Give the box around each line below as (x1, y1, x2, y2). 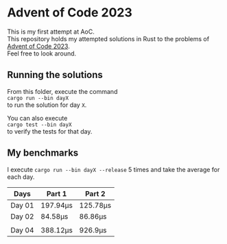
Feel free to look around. (7, 49, 77, 58)
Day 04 (10, 225, 34, 234)
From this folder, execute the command (7, 87, 118, 95)
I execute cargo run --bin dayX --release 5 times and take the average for (7, 165, 220, 173)
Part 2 (84, 188, 106, 198)
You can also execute (7, 114, 68, 122)
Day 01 (10, 200, 34, 210)
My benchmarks (7, 147, 79, 159)
